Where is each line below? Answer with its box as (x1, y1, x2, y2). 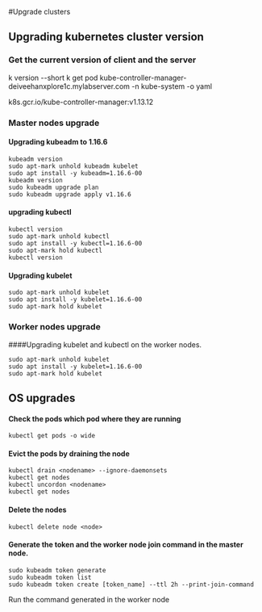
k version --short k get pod (8, 73, 98, 82)
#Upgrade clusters (8, 7, 71, 16)
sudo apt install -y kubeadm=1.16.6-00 (8, 169, 143, 177)
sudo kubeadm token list (8, 573, 92, 581)
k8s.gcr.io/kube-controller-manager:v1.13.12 (8, 97, 154, 107)
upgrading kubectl (8, 207, 72, 217)
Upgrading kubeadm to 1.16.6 (8, 137, 108, 147)
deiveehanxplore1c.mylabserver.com (8, 81, 131, 91)
